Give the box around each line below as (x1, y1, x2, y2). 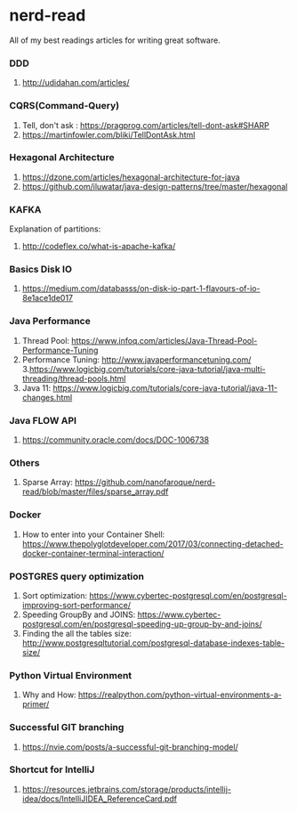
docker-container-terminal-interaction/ (21, 548, 165, 558)
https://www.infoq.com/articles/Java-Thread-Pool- (70, 335, 258, 346)
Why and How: (21, 689, 77, 700)
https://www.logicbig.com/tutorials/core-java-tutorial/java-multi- (29, 363, 266, 374)
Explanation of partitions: (9, 224, 101, 234)
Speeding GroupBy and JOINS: (21, 609, 136, 620)
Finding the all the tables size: (21, 628, 132, 638)
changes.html (21, 392, 73, 402)
